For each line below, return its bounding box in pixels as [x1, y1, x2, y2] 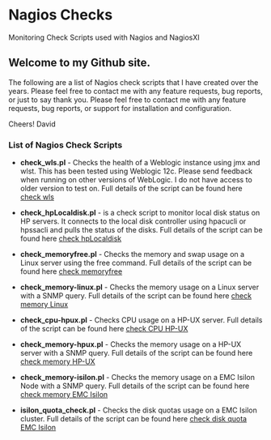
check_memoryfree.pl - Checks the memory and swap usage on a [19, 250, 245, 259]
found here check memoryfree [19, 267, 123, 276]
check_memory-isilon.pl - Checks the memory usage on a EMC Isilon [19, 373, 256, 382]
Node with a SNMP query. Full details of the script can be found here [19, 381, 250, 391]
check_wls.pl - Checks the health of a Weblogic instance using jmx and [19, 158, 260, 168]
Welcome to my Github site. [8, 56, 151, 70]
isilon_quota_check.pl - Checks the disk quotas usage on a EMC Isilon [19, 405, 257, 415]
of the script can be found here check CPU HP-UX [19, 324, 188, 334]
